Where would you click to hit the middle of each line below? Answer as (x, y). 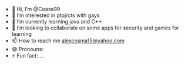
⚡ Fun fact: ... (28, 55)
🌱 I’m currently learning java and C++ (57, 21)
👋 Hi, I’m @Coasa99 (36, 9)
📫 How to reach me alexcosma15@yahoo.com (68, 41)
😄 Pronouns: (28, 49)
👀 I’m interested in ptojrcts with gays (55, 15)
